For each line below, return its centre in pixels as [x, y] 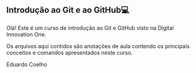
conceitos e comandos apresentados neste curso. [70, 52]
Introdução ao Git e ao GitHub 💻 [68, 10]
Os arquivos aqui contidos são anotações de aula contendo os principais [98, 46]
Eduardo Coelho [27, 64]
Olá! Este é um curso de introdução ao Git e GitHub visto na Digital [90, 28]
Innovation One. [26, 34]
